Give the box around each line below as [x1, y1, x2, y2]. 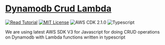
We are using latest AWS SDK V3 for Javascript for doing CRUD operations [5, 29, 160, 35]
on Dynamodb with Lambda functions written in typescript [5, 34, 125, 40]
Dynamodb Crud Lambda [5, 3, 112, 14]
